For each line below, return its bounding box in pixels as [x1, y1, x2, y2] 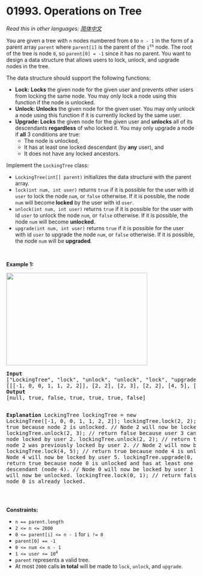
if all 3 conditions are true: [14, 131, 81, 138]
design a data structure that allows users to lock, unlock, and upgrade [6, 56, 179, 63]
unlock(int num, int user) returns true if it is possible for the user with [14, 205, 194, 212]
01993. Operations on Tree [6, 4, 142, 18]
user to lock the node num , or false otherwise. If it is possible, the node [14, 192, 190, 199]
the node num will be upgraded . [14, 237, 92, 245]
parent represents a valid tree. [14, 556, 90, 563]
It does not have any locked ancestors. [23, 149, 120, 157]
